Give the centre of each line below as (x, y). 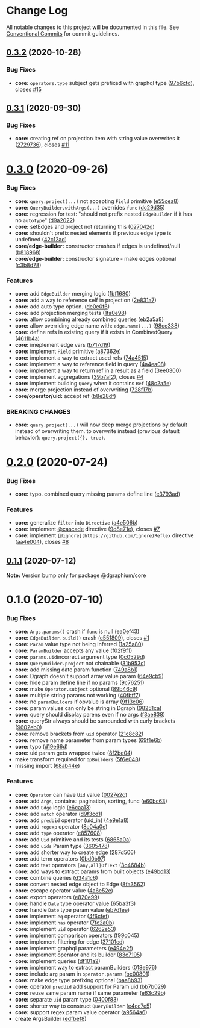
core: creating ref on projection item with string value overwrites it (97, 139)
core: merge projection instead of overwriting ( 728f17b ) (84, 390)
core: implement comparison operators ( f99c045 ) (77, 935)
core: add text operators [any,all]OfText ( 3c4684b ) (80, 865)
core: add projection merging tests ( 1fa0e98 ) (71, 313)
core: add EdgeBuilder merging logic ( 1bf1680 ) (73, 294)
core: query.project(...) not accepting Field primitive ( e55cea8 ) (97, 201)
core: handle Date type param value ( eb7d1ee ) (72, 909)
